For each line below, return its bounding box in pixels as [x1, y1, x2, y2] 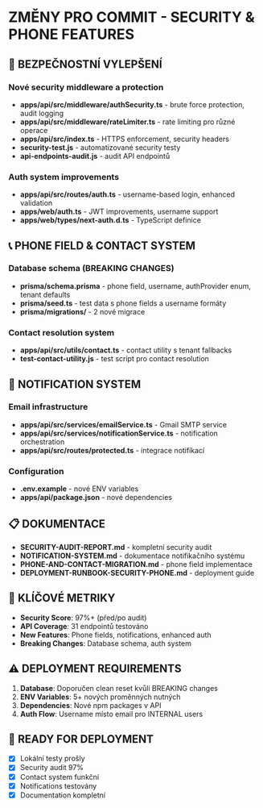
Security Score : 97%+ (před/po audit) [19, 613, 147, 623]
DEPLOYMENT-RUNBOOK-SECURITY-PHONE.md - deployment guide [19, 568, 255, 577]
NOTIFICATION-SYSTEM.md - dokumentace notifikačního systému [19, 551, 245, 560]
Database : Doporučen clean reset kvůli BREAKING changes [19, 683, 219, 693]
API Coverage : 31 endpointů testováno [19, 621, 149, 631]
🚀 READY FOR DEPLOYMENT [8, 732, 154, 746]
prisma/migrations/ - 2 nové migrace [19, 306, 146, 316]
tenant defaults [19, 289, 71, 299]
